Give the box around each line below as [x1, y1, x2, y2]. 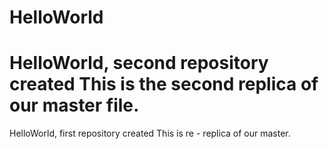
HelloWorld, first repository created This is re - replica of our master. [9, 127, 291, 140]
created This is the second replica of [9, 73, 319, 96]
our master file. [9, 94, 140, 117]
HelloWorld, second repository [9, 52, 269, 75]
